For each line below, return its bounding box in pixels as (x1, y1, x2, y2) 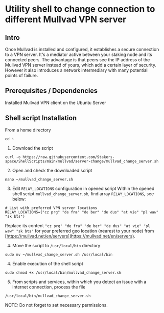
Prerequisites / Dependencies (5, 87, 98, 95)
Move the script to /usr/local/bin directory (12, 242, 100, 248)
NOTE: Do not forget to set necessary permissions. (5, 302, 108, 308)
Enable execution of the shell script (12, 261, 83, 266)
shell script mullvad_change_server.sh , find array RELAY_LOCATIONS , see (12, 190, 154, 197)
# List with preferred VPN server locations (5, 205, 97, 210)
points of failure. (5, 73, 38, 78)
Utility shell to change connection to (5, 3, 155, 15)
